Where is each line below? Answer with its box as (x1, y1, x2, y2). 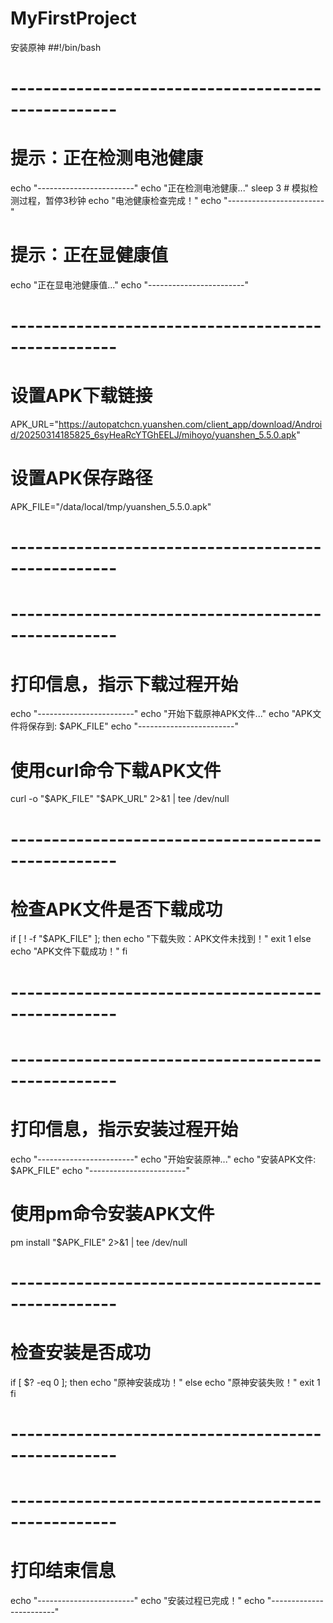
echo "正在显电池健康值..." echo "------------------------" (10, 279, 250, 291)
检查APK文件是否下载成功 (10, 898, 223, 921)
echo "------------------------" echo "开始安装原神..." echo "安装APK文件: (10, 1153, 317, 1165)
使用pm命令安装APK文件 (10, 1202, 215, 1225)
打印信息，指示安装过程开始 (10, 1118, 239, 1141)
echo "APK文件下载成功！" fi (10, 945, 128, 957)
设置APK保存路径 (10, 467, 153, 490)
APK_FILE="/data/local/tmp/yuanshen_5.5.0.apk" (10, 501, 212, 513)
